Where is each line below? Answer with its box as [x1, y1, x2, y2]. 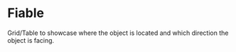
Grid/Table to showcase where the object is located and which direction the [7, 28, 229, 37]
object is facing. [7, 36, 55, 44]
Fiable [7, 5, 45, 21]
